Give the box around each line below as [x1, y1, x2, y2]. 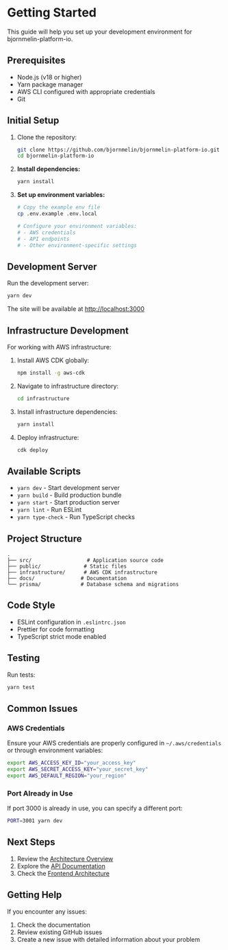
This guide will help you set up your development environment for [7, 27, 193, 36]
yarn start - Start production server [16, 498, 120, 507]
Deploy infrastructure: [16, 433, 79, 441]
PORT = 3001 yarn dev [7, 818, 63, 824]
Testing [7, 652, 40, 664]
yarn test [7, 684, 36, 691]
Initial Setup [7, 115, 60, 126]
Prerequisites [7, 55, 66, 67]
